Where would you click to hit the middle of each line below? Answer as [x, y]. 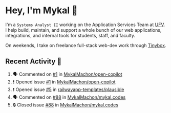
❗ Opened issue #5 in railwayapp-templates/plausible [68, 89]
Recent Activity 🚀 [34, 62]
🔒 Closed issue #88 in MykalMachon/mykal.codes [66, 105]
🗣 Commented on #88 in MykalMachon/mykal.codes [69, 97]
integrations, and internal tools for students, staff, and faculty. [70, 35]
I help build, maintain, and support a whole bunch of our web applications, [83, 30]
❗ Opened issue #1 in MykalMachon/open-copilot [64, 82]
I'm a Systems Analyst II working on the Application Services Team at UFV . [85, 25]
